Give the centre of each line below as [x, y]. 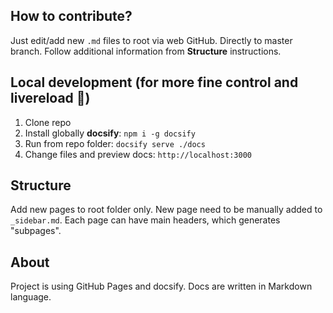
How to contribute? [71, 16]
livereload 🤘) [50, 98]
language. [31, 297]
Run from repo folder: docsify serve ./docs [115, 143]
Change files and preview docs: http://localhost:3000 [138, 154]
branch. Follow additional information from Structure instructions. [146, 51]
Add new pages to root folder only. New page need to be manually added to [166, 210]
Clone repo [48, 122]
